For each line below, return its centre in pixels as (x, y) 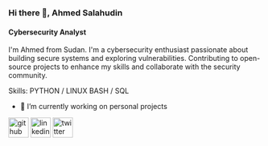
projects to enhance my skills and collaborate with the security (137, 67)
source (20, 67)
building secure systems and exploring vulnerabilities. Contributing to (124, 59)
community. (28, 75)
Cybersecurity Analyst (47, 32)
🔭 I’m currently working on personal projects (93, 107)
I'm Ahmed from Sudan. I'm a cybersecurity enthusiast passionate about (128, 50)
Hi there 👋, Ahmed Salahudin (66, 13)
